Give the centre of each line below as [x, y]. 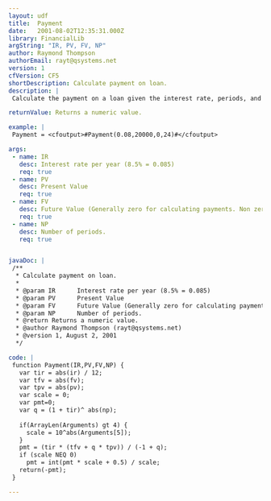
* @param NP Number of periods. [79, 313]
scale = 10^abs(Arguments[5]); [79, 433]
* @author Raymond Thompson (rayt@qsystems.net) [99, 328]
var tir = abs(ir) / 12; [61, 373]
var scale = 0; [44, 395]
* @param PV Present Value [70, 298]
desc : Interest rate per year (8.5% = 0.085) [97, 164]
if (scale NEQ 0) [48, 455]
